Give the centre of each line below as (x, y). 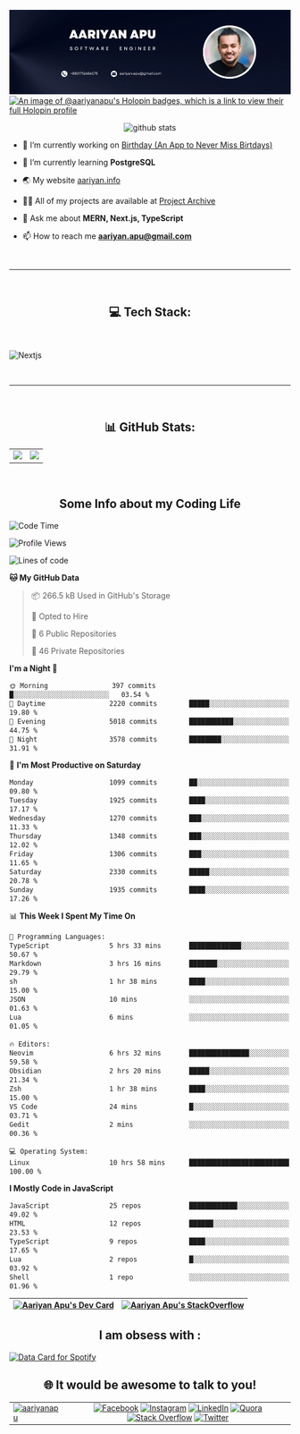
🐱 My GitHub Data (45, 577)
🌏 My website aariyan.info (71, 181)
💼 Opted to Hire (60, 616)
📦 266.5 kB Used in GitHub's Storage (101, 595)
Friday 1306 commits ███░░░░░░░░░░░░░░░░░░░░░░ (150, 854)
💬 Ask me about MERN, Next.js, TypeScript (103, 218)
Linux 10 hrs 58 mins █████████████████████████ (150, 1162)
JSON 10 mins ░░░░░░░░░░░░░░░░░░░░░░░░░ (150, 999)
